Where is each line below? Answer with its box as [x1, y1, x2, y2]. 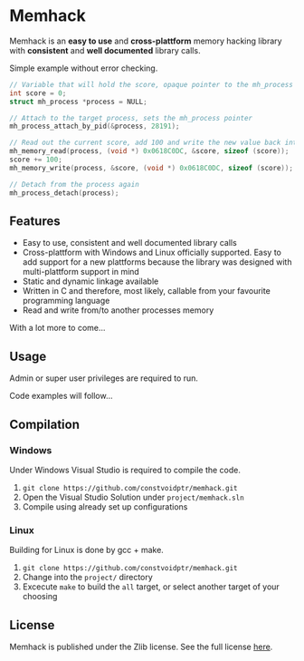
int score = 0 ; [9, 88, 67, 98]
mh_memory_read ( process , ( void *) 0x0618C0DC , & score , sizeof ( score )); [9, 147, 290, 156]
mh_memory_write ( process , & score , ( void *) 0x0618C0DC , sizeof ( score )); [9, 163, 294, 172]
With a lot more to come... [9, 323, 106, 334]
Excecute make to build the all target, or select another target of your [22, 581, 280, 592]
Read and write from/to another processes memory [22, 305, 214, 316]
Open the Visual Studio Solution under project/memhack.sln [22, 491, 244, 502]
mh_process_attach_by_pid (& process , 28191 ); [9, 122, 180, 131]
